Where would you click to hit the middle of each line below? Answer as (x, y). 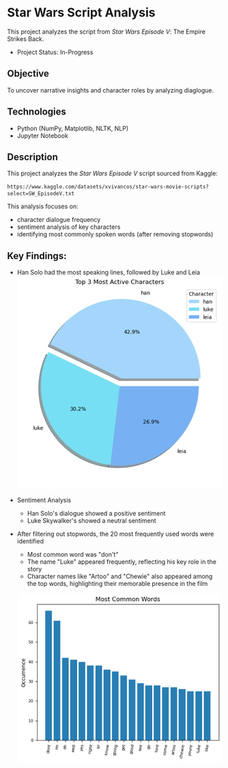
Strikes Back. (26, 38)
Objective (28, 74)
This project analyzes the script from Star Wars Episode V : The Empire (106, 32)
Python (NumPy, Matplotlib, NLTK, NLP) (73, 128)
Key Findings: (37, 256)
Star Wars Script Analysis (81, 13)
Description (32, 157)
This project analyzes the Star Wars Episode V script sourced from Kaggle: (113, 173)
